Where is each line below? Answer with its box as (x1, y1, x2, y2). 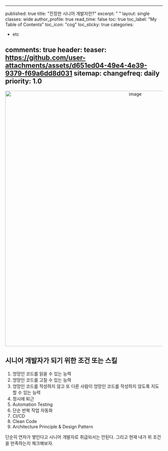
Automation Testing (12, 401, 53, 407)
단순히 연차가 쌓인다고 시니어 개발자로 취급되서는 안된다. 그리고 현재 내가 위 (5, 434, 152, 440)
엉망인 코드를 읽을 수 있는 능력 (12, 370, 71, 376)
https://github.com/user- (5, 54, 86, 62)
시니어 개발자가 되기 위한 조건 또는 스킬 (5, 356, 117, 365)
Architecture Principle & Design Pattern (12, 423, 93, 429)
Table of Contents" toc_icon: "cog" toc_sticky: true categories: (5, 22, 134, 28)
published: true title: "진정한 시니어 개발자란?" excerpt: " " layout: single (5, 11, 150, 17)
